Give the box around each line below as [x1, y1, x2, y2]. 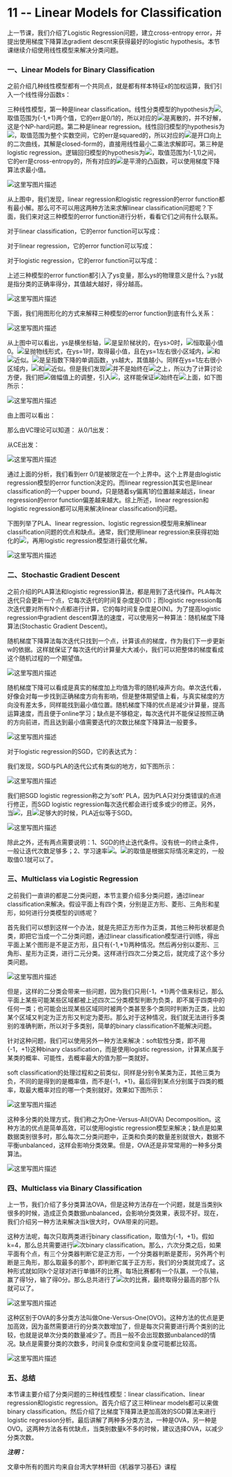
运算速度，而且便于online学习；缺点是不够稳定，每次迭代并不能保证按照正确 [7, 709, 224, 717]
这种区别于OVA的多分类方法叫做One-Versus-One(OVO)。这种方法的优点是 [7, 1314, 219, 1322]
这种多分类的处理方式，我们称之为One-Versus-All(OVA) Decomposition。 [7, 1115, 215, 1123]
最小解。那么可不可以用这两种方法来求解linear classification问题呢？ [12, 204, 208, 212]
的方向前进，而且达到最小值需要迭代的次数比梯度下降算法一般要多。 [7, 718, 201, 726]
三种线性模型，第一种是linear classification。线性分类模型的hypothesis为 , [7, 105, 223, 113]
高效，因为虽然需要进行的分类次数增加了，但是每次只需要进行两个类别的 [12, 1322, 219, 1330]
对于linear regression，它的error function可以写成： [7, 242, 155, 250]
